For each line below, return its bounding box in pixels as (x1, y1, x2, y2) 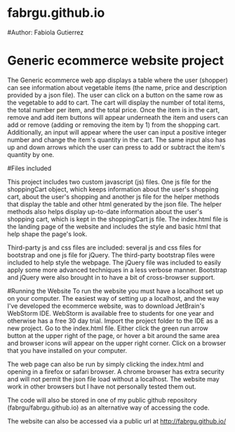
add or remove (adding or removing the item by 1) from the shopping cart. (7, 121, 220, 129)
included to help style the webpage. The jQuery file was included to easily (7, 258, 222, 266)
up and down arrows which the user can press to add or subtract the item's (7, 142, 225, 151)
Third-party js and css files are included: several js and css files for (7, 243, 202, 252)
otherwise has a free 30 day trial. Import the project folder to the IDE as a (7, 316, 219, 325)
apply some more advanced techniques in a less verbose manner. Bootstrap (7, 265, 227, 274)
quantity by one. (7, 150, 55, 158)
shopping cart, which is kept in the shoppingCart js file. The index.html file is (7, 215, 229, 223)
